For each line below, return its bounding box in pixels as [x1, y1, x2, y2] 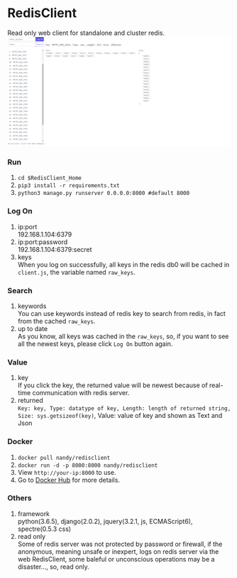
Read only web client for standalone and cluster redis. [7, 28, 165, 37]
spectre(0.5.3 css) [17, 525, 72, 533]
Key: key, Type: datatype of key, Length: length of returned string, [17, 405, 231, 412]
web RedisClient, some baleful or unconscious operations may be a [17, 555, 215, 563]
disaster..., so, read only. [17, 562, 90, 571]
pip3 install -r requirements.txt [17, 182, 120, 189]
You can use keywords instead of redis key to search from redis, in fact [17, 309, 226, 317]
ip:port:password [17, 237, 68, 246]
